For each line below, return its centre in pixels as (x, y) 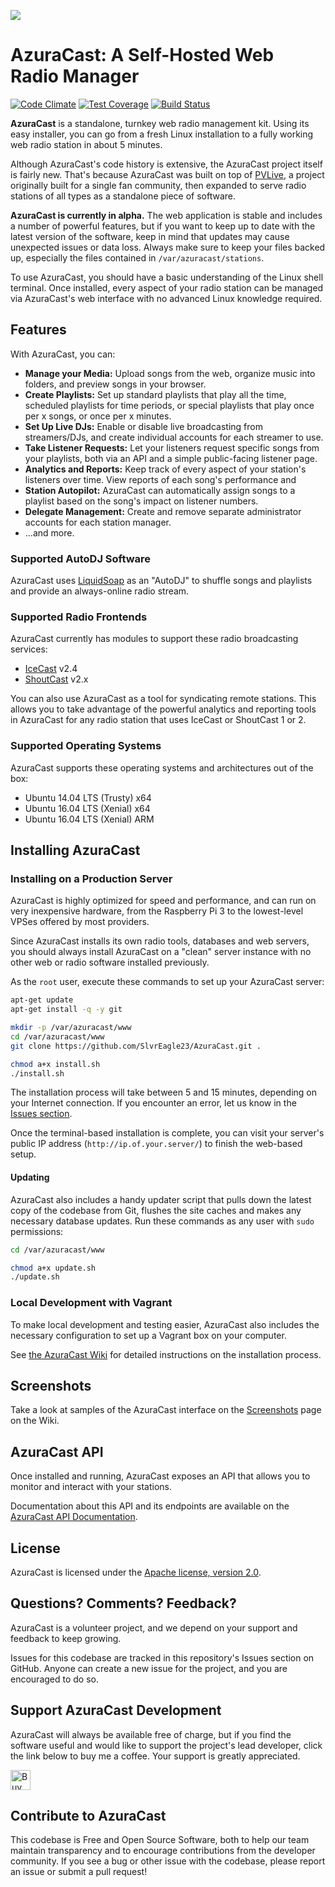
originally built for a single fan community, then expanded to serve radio (158, 185)
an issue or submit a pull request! (79, 1872)
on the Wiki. (35, 1421)
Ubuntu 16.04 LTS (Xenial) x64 (87, 808)
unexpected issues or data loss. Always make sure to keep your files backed (168, 247)
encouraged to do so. (54, 1679)
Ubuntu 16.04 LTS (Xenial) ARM (89, 819)
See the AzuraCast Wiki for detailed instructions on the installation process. (166, 1354)
